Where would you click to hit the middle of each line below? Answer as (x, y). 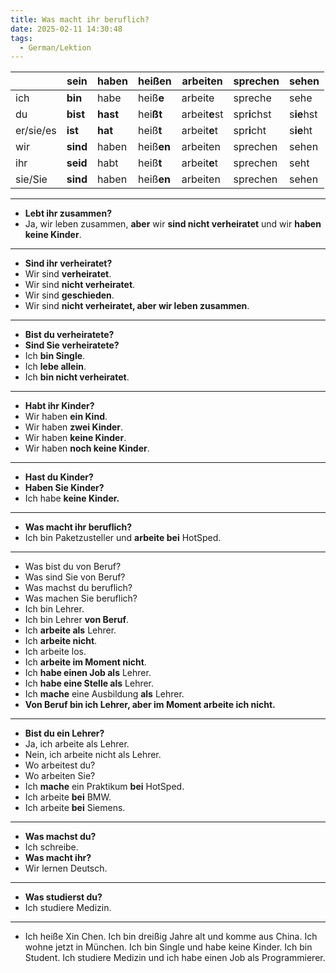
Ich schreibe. (51, 847)
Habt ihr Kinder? (59, 406)
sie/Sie (31, 179)
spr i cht (250, 131)
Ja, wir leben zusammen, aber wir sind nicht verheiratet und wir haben (173, 224)
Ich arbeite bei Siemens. (75, 808)
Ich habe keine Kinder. (72, 498)
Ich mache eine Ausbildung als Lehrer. (104, 694)
